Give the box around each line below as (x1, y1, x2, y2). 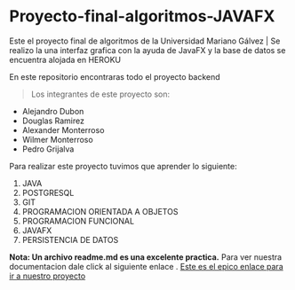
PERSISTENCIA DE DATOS (21, 234, 119, 245)
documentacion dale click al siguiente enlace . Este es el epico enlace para (9, 261, 284, 271)
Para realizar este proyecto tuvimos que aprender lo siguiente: (9, 161, 237, 171)
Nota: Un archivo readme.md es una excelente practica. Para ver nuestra (9, 251, 283, 263)
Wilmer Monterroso (21, 134, 93, 145)
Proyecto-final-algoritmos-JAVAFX (9, 6, 275, 27)
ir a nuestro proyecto (9, 270, 86, 281)
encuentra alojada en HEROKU (9, 54, 122, 65)
